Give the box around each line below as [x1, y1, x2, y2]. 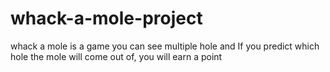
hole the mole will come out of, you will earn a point [10, 50, 223, 62]
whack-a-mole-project [10, 7, 203, 30]
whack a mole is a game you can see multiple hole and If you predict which [10, 40, 320, 52]
